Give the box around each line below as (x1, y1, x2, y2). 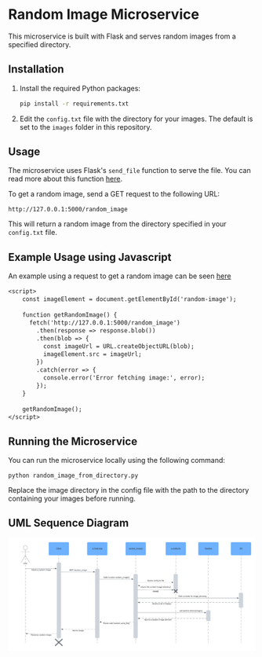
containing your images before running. (8, 494, 136, 504)
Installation (8, 63, 64, 76)
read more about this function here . (8, 174, 123, 184)
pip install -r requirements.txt (19, 100, 129, 108)
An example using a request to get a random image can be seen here (8, 271, 231, 281)
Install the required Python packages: (19, 83, 141, 93)
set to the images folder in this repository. (19, 122, 152, 131)
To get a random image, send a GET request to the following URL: (8, 189, 220, 199)
